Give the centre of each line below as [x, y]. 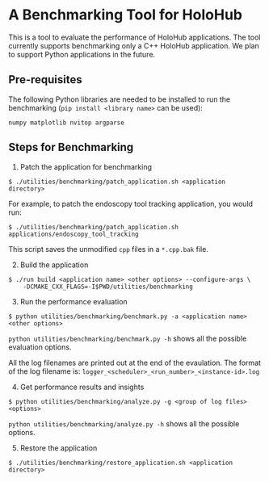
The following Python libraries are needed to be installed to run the [120, 99]
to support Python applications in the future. [82, 54]
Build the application [54, 265]
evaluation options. [40, 347]
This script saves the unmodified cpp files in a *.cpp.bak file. [108, 249]
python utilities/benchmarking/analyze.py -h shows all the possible [124, 423]
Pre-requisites [45, 80]
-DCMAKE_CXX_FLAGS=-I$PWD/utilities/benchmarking [108, 287]
